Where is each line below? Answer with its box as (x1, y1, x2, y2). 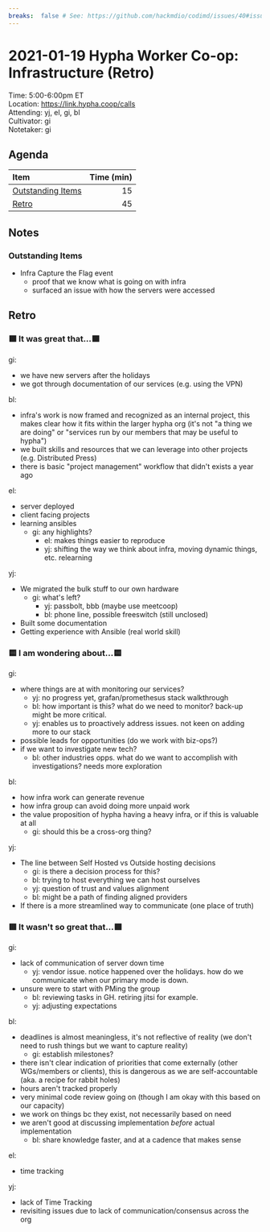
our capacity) (19, 1101, 65, 1110)
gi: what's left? (31, 592, 81, 602)
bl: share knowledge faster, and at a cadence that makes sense (31, 1135, 242, 1145)
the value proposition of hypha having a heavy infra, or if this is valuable (19, 810, 259, 819)
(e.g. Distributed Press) (19, 453, 97, 463)
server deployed (19, 501, 75, 511)
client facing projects (19, 509, 90, 520)
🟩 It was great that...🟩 (8, 334, 100, 345)
